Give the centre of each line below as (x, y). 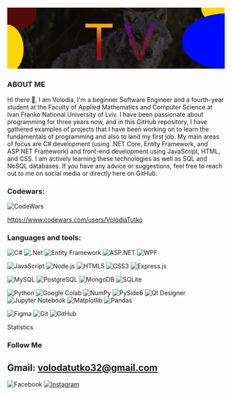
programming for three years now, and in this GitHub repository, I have (107, 121)
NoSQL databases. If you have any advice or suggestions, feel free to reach (115, 166)
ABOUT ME (26, 85)
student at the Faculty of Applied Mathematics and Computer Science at (110, 107)
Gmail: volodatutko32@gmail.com (83, 368)
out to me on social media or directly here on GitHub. (82, 173)
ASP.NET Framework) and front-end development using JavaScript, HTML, (114, 151)
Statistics (20, 327)
